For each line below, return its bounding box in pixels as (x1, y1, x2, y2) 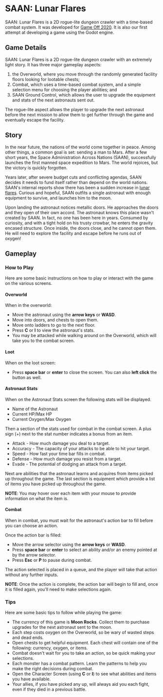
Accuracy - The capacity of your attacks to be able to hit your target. (12, 445, 150, 451)
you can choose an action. (5, 523, 58, 529)
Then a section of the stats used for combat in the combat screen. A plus (5, 425, 152, 432)
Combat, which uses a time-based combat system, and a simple (12, 81, 141, 87)
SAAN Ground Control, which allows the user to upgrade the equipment (12, 92, 156, 98)
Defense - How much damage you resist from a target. (12, 456, 122, 461)
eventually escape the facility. (5, 117, 65, 122)
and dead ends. (12, 635, 44, 640)
